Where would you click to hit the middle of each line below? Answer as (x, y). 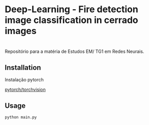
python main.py (21, 117)
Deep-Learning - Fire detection (71, 9)
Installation (23, 67)
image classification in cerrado (71, 20)
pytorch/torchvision (25, 89)
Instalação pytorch (24, 80)
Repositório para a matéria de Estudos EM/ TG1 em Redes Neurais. (74, 51)
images (21, 31)
